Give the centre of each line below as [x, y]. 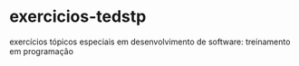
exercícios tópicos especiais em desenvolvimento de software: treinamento [150, 42]
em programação [42, 51]
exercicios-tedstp [78, 17]
